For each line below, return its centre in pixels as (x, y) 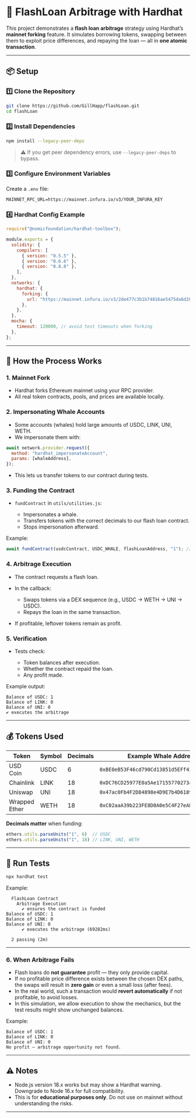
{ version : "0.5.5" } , (49, 256)
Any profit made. (43, 675)
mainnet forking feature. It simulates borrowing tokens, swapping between (96, 34)
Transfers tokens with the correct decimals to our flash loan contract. (106, 521)
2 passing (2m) (30, 940)
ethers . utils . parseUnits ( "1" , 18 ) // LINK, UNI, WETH (73, 839)
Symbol (51, 756)
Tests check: (30, 651)
